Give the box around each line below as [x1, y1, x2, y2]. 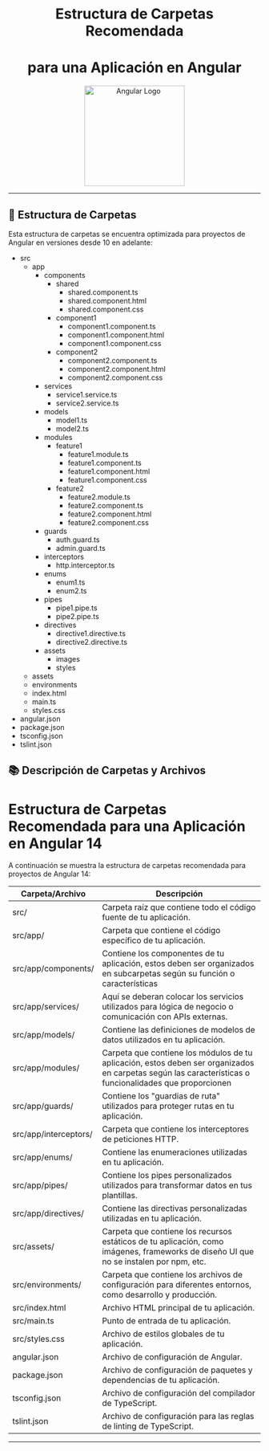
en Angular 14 [8, 834, 102, 852]
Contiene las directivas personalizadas [102, 1203, 248, 1214]
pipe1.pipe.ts [55, 603, 98, 613]
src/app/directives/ [12, 1208, 84, 1219]
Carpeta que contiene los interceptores [102, 1123, 250, 1135]
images [55, 654, 80, 663]
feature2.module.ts [67, 491, 130, 502]
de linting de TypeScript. [102, 1420, 195, 1432]
